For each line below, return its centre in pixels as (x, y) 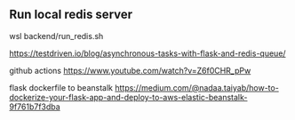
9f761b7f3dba (35, 107)
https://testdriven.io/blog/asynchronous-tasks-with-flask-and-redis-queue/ (147, 53)
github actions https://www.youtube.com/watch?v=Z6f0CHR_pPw (130, 70)
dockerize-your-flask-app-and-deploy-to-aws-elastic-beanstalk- (128, 97)
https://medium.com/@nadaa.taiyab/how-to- (197, 87)
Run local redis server (71, 15)
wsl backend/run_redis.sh (56, 36)
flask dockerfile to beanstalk (61, 87)
